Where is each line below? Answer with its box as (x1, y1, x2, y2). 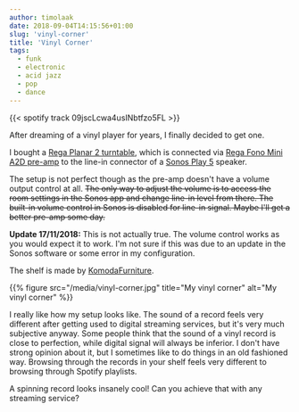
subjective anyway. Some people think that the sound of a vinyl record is (9, 327, 277, 339)
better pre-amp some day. (9, 211, 105, 222)
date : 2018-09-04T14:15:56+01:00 (9, 21, 134, 30)
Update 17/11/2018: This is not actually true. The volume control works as (9, 228, 280, 239)
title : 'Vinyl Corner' (9, 37, 94, 47)
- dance (17, 87, 46, 96)
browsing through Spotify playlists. (9, 366, 137, 376)
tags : (9, 46, 29, 55)
